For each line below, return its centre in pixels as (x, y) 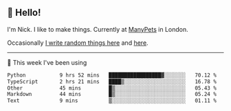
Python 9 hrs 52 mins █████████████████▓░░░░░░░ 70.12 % (112, 75)
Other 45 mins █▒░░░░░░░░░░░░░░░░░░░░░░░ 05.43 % (112, 88)
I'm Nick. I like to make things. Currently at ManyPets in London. (98, 29)
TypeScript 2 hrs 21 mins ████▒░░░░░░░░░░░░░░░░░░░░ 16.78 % (112, 81)
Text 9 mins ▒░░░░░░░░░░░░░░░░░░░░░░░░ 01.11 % (112, 101)
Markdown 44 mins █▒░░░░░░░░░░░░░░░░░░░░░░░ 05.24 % (112, 94)
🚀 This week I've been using (47, 62)
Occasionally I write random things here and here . (78, 43)
